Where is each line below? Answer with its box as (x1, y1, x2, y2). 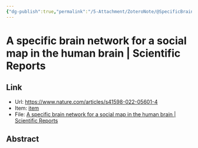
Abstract (6, 134, 39, 144)
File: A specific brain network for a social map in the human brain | (14, 110, 176, 118)
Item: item (14, 104, 39, 111)
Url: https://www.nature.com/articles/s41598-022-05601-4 (14, 98, 158, 105)
